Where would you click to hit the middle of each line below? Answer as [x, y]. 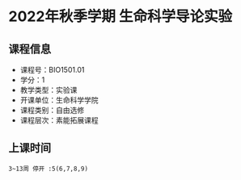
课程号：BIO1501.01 [52, 70]
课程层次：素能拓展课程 [59, 120]
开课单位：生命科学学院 [59, 100]
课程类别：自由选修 [52, 110]
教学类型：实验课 [49, 90]
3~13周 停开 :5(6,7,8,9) [49, 169]
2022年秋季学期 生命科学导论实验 [120, 17]
